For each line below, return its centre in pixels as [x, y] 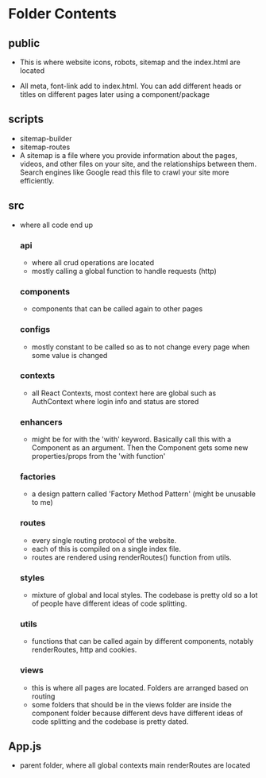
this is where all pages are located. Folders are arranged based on [140, 687]
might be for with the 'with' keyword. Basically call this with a [131, 439]
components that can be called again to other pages [117, 309]
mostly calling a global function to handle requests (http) [124, 271]
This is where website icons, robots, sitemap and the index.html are [130, 62]
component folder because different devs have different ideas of [137, 713]
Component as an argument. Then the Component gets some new [140, 448]
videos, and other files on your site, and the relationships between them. [138, 164]
